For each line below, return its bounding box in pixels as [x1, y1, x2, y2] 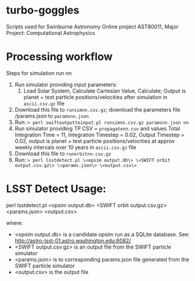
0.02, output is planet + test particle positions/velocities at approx [14, 137, 175, 145]
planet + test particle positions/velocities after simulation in [23, 93, 167, 100]
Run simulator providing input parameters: [14, 81, 118, 88]
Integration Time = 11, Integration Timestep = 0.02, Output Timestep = [14, 131, 185, 138]
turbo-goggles [6, 4, 80, 17]
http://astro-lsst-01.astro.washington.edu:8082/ [14, 237, 131, 244]
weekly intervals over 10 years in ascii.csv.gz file [14, 143, 136, 151]
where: [6, 219, 24, 226]
